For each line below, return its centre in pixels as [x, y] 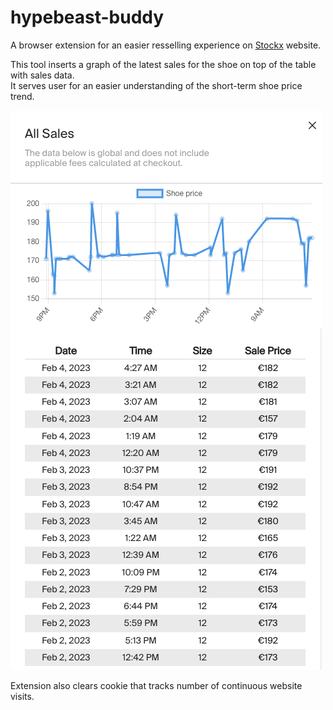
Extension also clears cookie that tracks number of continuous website [156, 685]
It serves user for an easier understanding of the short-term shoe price [156, 85]
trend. [22, 96]
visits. [22, 696]
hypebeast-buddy [87, 17]
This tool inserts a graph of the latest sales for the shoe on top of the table [163, 64]
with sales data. [42, 75]
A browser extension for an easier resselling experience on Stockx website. [166, 45]
